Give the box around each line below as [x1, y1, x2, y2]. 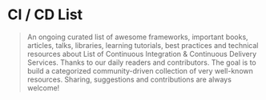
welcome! [26, 82, 60, 93]
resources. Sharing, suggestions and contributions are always [26, 74, 232, 84]
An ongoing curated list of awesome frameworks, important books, [26, 32, 249, 42]
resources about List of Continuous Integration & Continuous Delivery [26, 49, 257, 58]
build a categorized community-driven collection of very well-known [26, 66, 254, 75]
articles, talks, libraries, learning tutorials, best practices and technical [26, 40, 259, 50]
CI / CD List [7, 6, 83, 24]
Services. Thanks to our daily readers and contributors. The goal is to [26, 58, 257, 67]
